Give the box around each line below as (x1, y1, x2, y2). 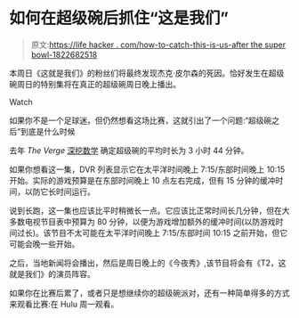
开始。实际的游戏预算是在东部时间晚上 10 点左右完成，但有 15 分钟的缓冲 (9, 175, 276, 185)
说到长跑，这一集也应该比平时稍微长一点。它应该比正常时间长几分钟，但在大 (9, 205, 290, 216)
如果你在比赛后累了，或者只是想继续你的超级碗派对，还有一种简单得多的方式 (9, 287, 290, 298)
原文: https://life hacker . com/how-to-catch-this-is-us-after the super (30, 39, 287, 50)
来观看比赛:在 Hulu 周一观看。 (9, 298, 119, 309)
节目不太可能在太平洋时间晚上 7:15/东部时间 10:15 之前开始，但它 (51, 227, 288, 238)
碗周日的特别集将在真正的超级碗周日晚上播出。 (9, 78, 181, 89)
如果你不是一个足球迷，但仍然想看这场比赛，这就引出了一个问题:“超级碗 (9, 115, 272, 126)
